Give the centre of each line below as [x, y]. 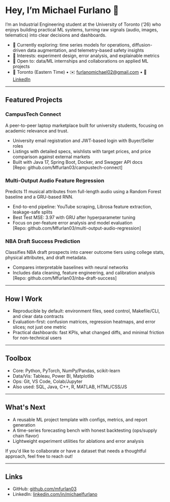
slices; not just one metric [39, 327]
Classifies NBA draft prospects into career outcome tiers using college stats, [85, 252]
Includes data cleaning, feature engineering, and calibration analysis [84, 273]
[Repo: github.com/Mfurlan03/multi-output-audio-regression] [77, 228]
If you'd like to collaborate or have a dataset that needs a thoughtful [76, 451]
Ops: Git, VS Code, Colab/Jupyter [47, 381]
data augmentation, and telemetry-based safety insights [86, 50]
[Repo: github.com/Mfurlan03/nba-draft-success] [65, 278]
